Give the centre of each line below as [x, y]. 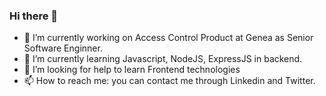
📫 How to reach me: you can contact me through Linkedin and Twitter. [169, 81]
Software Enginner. [63, 48]
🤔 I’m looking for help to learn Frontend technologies [132, 70]
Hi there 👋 [34, 16]
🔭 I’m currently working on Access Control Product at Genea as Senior [168, 38]
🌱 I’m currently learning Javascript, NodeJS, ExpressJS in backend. [163, 59]
